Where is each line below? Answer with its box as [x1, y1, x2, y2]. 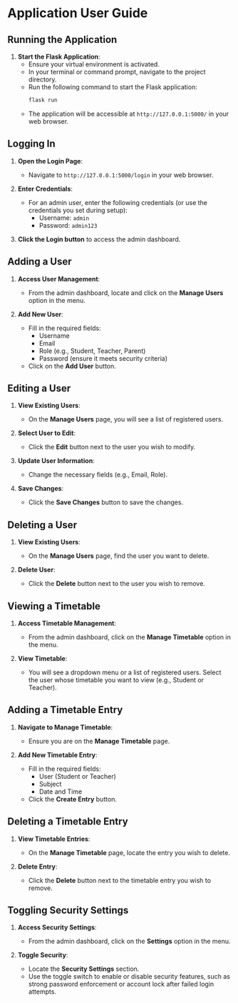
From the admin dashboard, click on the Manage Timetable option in [28, 632, 232, 641]
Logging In [7, 138, 56, 150]
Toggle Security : [17, 951, 68, 959]
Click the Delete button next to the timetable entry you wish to [28, 876, 212, 884]
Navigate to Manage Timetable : [17, 723, 113, 732]
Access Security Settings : [17, 923, 97, 932]
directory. [28, 75, 57, 84]
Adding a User [7, 256, 73, 268]
